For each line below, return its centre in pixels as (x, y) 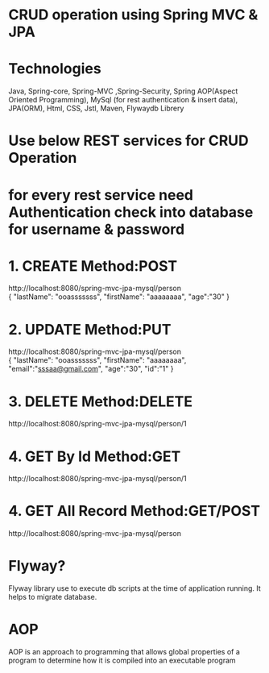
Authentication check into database (131, 212)
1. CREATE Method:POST (93, 266)
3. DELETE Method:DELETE (101, 401)
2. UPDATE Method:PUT (90, 329)
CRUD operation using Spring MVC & (133, 15)
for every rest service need (101, 195)
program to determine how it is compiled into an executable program (122, 661)
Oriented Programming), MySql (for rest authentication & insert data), (123, 100)
